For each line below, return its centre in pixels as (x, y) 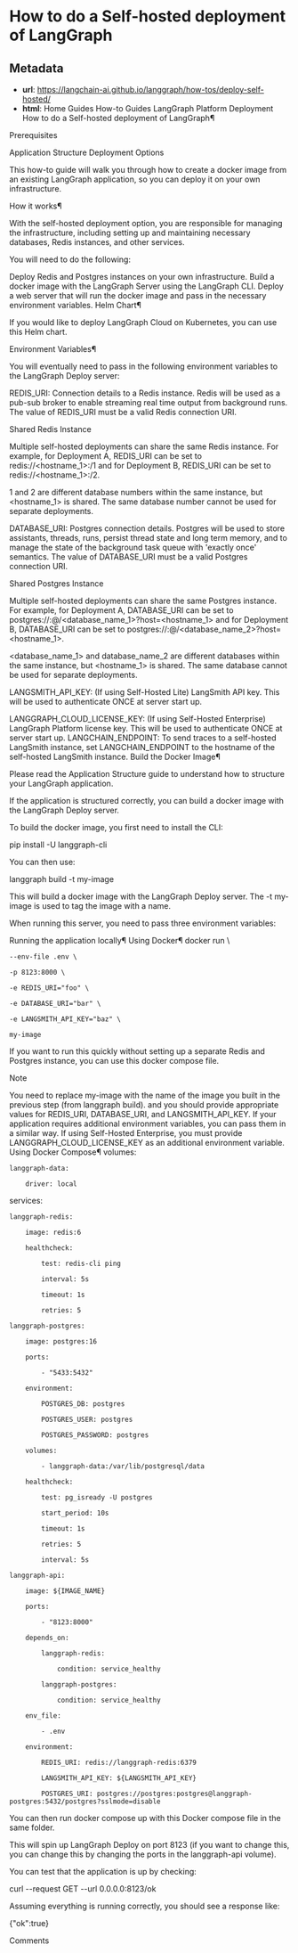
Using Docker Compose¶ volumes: (73, 1152)
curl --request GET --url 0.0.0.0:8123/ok (83, 1889)
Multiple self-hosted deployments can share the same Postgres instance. (143, 601)
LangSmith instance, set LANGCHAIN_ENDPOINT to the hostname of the (142, 747)
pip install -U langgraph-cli (58, 845)
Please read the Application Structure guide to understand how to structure (147, 774)
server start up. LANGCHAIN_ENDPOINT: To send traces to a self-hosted (143, 738)
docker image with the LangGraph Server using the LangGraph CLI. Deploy (147, 286)
